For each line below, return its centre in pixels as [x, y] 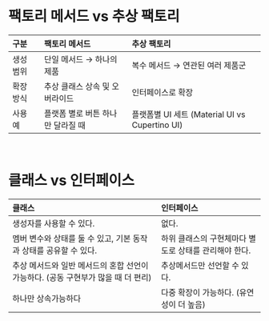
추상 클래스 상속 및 [77, 86]
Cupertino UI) [157, 125]
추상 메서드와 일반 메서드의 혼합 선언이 [80, 265]
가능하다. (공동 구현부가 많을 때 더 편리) [82, 277]
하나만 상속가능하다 [47, 299]
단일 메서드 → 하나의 [80, 59]
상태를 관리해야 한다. [215, 251]
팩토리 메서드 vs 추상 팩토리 [94, 16]
